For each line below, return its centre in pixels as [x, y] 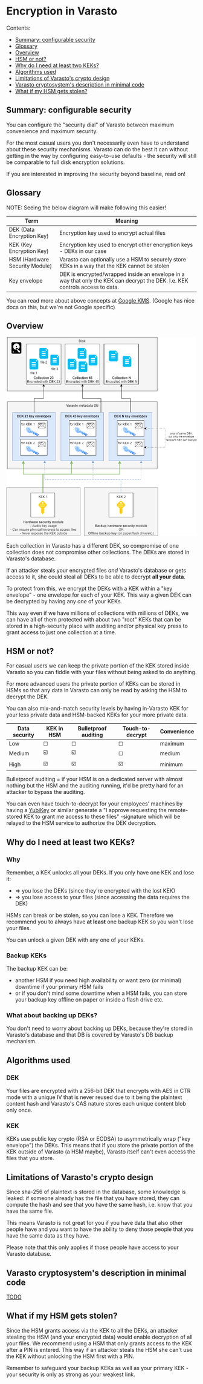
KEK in [55, 728]
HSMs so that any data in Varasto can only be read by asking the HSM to [97, 690]
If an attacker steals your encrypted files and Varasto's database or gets [96, 570]
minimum [171, 764]
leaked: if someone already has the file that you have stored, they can [93, 1198]
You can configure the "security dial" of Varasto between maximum [90, 125]
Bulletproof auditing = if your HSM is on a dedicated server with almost [95, 779]
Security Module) [31, 266]
